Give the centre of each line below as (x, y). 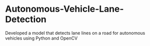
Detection (26, 19)
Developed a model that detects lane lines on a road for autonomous (75, 33)
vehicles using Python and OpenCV (41, 38)
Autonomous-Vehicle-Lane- (65, 9)
